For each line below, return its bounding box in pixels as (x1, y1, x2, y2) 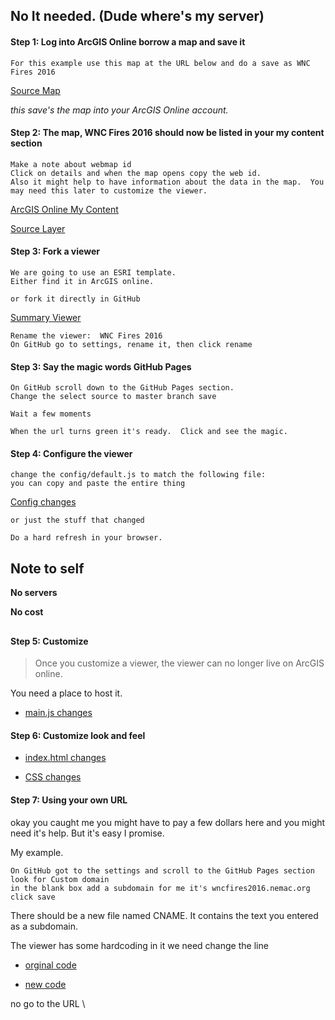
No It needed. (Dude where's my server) (10, 8, 265, 25)
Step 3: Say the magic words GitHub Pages (10, 360, 192, 373)
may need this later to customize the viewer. (10, 185, 208, 196)
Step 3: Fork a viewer (10, 245, 100, 258)
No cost (10, 606, 44, 618)
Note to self (10, 560, 85, 577)
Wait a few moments (10, 409, 92, 419)
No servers (10, 587, 58, 599)
